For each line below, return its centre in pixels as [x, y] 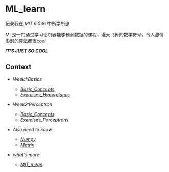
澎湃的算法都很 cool [26, 41]
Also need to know [32, 129]
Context [18, 67]
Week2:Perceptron [32, 104]
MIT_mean [31, 164]
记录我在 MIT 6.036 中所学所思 [38, 23]
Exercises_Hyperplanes [45, 94]
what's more [26, 154]
